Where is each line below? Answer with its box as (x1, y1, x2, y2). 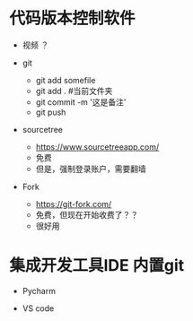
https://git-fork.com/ (35, 198, 112, 209)
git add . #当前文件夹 (35, 85, 113, 96)
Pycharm (22, 285, 57, 296)
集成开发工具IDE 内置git (9, 256, 185, 276)
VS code (22, 302, 55, 314)
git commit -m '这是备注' (35, 96, 127, 108)
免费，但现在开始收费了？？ (35, 209, 139, 220)
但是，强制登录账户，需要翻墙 (35, 163, 146, 174)
